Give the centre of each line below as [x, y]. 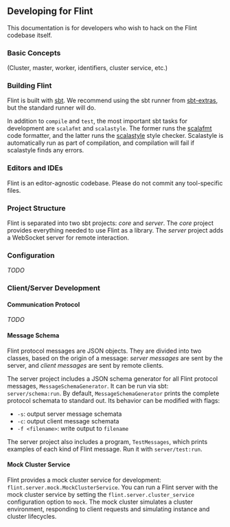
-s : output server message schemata [69, 414]
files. [14, 190]
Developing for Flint [50, 11]
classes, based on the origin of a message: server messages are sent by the [115, 358]
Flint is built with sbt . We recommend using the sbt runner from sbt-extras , [113, 101]
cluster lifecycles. [32, 516]
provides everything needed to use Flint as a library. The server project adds [115, 230]
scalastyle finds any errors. [46, 150]
